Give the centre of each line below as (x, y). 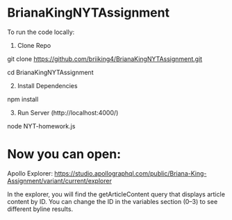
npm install (23, 99)
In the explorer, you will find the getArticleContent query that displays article (116, 194)
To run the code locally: (41, 32)
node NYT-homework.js (41, 126)
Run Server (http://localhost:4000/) (68, 112)
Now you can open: (64, 154)
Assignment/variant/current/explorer (60, 180)
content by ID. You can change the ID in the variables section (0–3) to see (113, 201)
